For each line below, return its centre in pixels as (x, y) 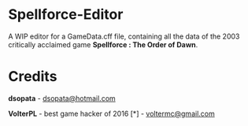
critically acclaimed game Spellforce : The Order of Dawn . (103, 44)
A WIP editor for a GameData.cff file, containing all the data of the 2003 (124, 36)
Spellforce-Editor (66, 15)
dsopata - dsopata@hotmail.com (62, 98)
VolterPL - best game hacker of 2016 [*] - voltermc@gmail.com (111, 113)
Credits (33, 77)
